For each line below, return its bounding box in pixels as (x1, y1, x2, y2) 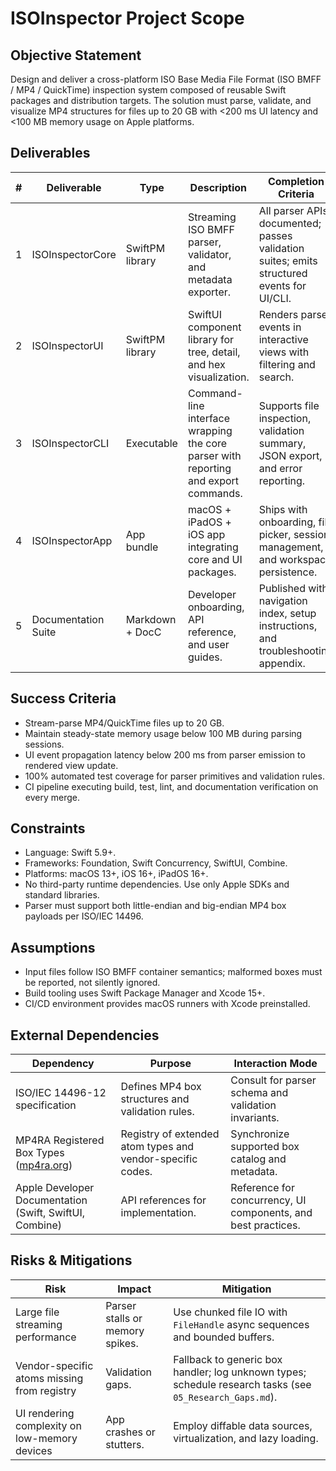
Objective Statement (10, 47, 142, 64)
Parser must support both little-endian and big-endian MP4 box (24, 900, 287, 912)
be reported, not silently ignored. (24, 977, 161, 989)
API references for (120, 1193, 207, 1207)
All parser (258, 203, 305, 217)
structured (258, 266, 308, 280)
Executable (125, 436, 178, 450)
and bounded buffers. (173, 1330, 275, 1344)
